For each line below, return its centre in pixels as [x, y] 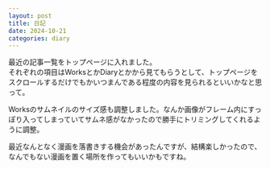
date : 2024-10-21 [37, 31]
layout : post [30, 16]
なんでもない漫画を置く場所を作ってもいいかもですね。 [100, 157]
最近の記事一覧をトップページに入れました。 [83, 62]
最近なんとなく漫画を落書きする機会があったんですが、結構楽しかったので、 [135, 146]
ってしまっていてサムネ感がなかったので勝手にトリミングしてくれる [141, 120]
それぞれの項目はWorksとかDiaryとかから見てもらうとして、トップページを [133, 72]
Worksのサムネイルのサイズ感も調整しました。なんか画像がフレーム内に [128, 109]
